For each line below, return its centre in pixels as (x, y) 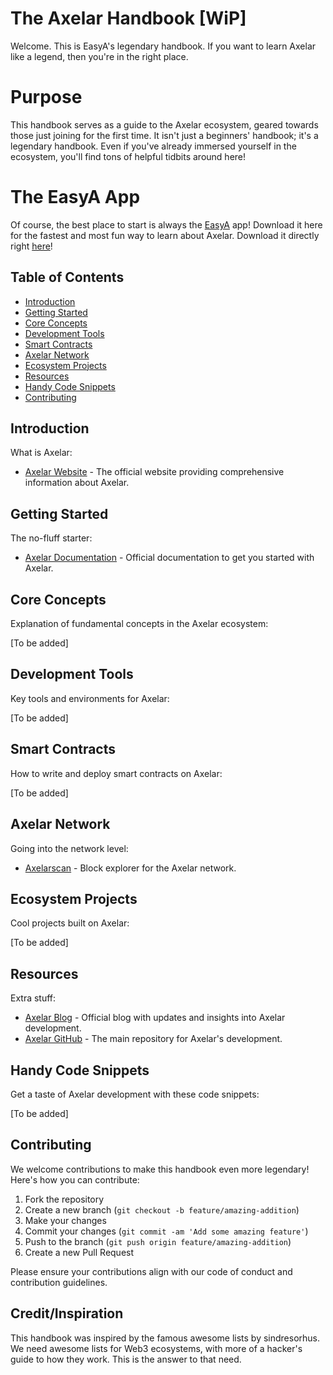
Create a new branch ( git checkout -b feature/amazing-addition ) (162, 1209)
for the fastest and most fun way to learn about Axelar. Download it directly (165, 235)
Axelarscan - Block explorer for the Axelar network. (130, 868)
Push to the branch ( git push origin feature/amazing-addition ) (158, 1241)
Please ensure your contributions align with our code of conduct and (151, 1271)
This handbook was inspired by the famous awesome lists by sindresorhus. (165, 1338)
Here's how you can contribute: (75, 1179)
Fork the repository (64, 1199)
